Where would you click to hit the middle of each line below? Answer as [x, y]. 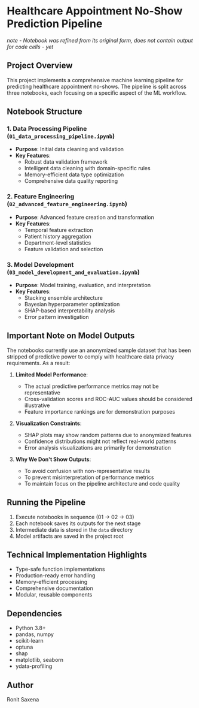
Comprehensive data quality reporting [71, 181]
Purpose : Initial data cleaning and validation [70, 149]
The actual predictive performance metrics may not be [91, 386]
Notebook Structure [45, 112]
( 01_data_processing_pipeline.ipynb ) [61, 136]
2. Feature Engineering [40, 197]
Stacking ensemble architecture [64, 298]
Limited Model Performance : [52, 374]
